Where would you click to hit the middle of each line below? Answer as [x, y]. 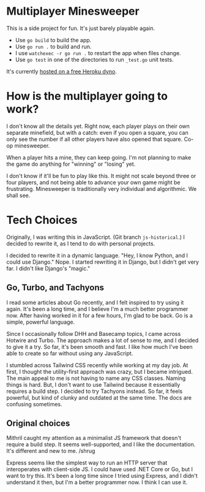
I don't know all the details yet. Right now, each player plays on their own [98, 126]
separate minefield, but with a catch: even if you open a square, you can [97, 132]
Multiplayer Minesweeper [73, 11]
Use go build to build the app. [53, 40]
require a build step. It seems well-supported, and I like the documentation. [101, 444]
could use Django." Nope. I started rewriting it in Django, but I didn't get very [103, 262]
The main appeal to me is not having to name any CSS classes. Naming [96, 378]
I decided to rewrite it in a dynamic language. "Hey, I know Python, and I [97, 255]
